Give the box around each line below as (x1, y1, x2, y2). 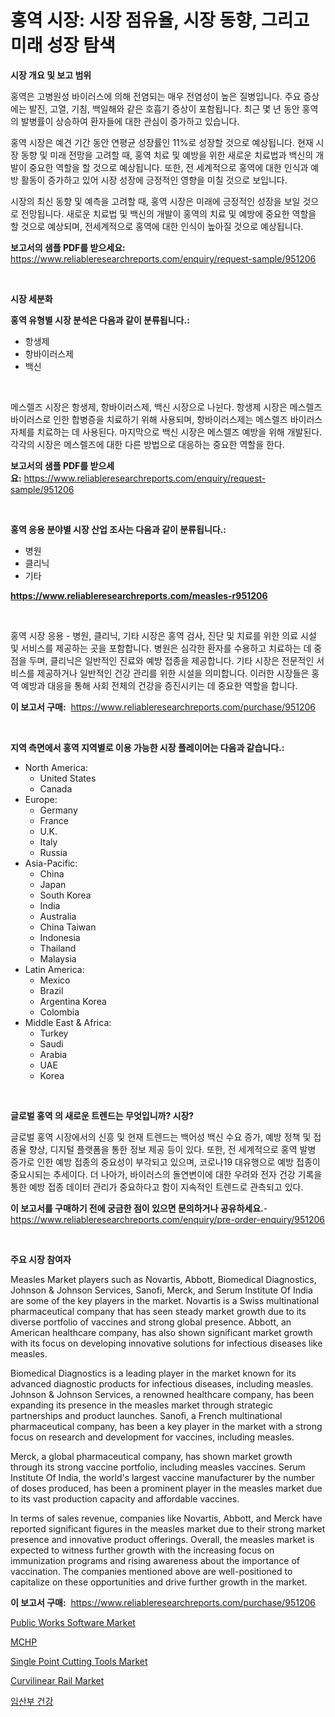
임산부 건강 (10, 1695, 54, 1707)
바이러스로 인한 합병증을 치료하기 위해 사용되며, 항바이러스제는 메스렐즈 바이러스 (10, 413, 323, 425)
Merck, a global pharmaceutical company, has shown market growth (10, 1450, 293, 1462)
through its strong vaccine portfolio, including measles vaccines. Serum (10, 1461, 306, 1473)
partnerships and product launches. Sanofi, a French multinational (10, 1409, 283, 1421)
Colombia (39, 1006, 80, 1018)
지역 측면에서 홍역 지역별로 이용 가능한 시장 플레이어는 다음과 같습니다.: (10, 741, 285, 753)
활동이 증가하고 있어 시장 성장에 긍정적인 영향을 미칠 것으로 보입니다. (20, 174, 288, 186)
